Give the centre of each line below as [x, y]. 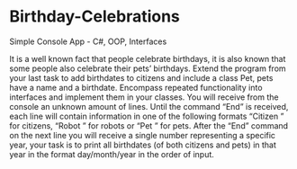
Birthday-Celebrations [94, 17]
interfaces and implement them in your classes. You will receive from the [144, 97]
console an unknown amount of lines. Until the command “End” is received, [149, 106]
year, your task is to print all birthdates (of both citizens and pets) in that [143, 145]
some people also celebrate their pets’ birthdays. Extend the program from [148, 68]
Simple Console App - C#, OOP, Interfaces [88, 41]
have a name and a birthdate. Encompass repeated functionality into [136, 87]
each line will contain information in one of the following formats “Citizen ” [147, 116]
